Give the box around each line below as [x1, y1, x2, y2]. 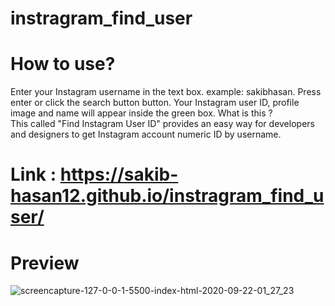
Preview [10, 252, 80, 274]
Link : [10, 163, 57, 186]
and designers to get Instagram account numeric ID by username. [10, 128, 282, 141]
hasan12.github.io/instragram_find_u [10, 185, 325, 207]
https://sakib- [59, 163, 179, 186]
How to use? [10, 53, 116, 76]
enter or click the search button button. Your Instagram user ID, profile [10, 97, 300, 109]
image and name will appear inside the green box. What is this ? [10, 107, 273, 119]
